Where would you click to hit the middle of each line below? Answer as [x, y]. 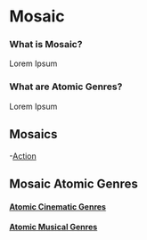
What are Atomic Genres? [66, 87]
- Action [23, 156]
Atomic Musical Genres [53, 227]
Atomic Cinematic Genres [58, 206]
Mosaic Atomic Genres [73, 183]
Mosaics [33, 134]
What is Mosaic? [46, 45]
